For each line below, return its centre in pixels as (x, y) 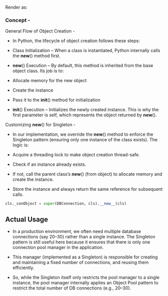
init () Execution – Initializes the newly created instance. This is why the (86, 110)
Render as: (16, 7)
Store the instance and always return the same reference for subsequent (88, 189)
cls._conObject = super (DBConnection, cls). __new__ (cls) (66, 204)
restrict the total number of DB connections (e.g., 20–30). (72, 288)
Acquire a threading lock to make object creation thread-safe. (76, 155)
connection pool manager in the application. (58, 247)
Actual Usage (27, 219)
